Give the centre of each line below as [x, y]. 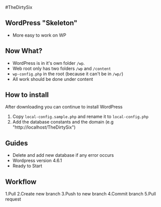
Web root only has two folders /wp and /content [62, 68]
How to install [27, 95]
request [13, 199]
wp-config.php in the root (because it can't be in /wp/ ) [68, 74]
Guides [17, 143]
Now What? [24, 51]
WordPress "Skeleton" [41, 23]
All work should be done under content [53, 79]
